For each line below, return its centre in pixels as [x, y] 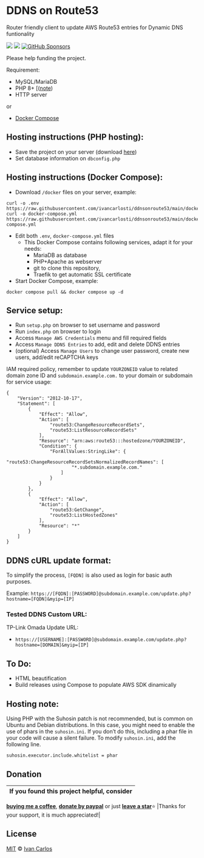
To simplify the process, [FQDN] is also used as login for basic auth [89, 575]
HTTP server [31, 94]
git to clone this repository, [66, 268]
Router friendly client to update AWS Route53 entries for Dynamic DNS [95, 27]
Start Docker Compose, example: [56, 281]
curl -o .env [23, 203]
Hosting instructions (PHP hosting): [75, 137]
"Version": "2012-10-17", [50, 398]
